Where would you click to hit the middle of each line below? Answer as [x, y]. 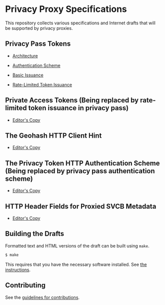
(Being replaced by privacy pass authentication [80, 171]
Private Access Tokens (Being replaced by [72, 100]
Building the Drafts [35, 234]
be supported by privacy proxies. [39, 28]
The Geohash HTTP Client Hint [53, 135]
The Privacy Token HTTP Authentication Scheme [82, 163]
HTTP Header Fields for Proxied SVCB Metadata [81, 206]
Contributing [25, 285]
